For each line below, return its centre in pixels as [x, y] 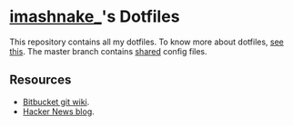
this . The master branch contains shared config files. [108, 51]
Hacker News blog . [59, 111]
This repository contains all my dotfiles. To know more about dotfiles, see [147, 42]
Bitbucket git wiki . [56, 102]
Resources [40, 80]
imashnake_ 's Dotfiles [95, 17]
